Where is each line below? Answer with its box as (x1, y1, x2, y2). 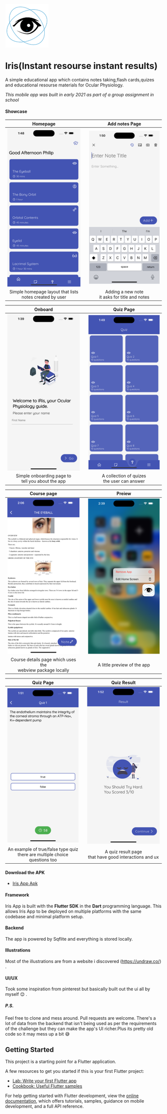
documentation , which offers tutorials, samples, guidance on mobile (5, 1098, 144, 1104)
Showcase (5, 108, 27, 114)
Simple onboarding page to (15, 473, 72, 479)
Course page (29, 491, 57, 497)
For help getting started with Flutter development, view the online (5, 1093, 139, 1099)
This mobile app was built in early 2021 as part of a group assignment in (5, 91, 154, 97)
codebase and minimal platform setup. (5, 913, 84, 919)
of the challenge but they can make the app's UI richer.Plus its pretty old (5, 1026, 153, 1032)
